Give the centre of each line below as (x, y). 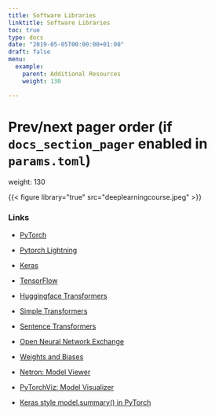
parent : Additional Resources (72, 74)
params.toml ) (50, 160)
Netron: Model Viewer (55, 372)
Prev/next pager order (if (90, 127)
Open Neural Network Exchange (71, 341)
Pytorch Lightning (48, 250)
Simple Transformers (53, 310)
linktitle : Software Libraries (59, 23)
